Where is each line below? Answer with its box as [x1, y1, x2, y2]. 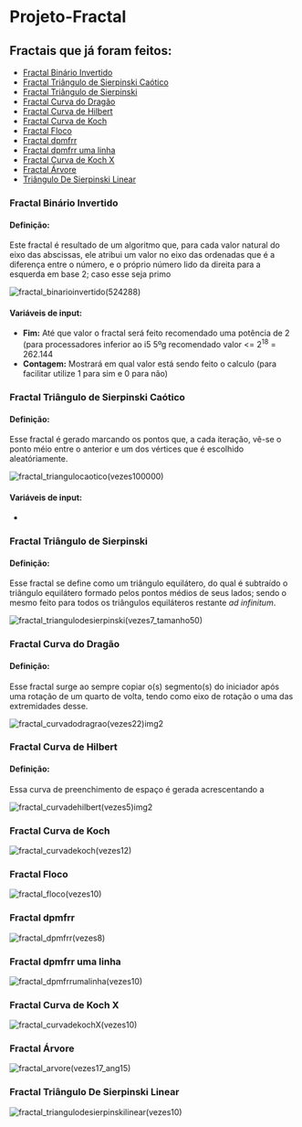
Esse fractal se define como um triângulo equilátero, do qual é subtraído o [9, 578, 288, 589]
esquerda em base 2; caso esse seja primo [9, 269, 172, 280]
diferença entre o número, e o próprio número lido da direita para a [9, 259, 262, 271]
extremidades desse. [9, 700, 89, 711]
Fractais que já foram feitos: [9, 43, 172, 58]
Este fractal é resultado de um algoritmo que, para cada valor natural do [9, 239, 280, 250]
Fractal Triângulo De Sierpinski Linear [9, 1086, 180, 1099]
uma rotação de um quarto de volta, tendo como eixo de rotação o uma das [9, 690, 294, 701]
